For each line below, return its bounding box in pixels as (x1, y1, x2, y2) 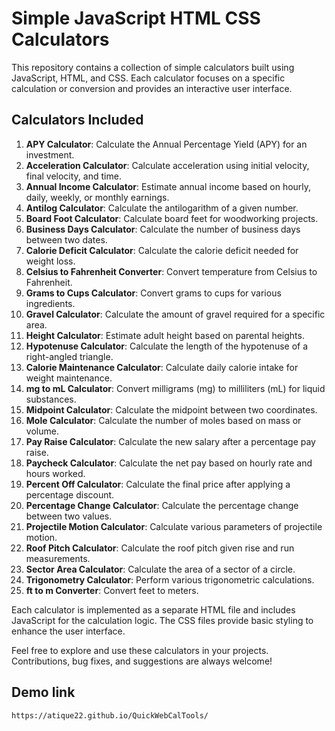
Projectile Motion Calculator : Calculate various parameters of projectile (25, 520, 323, 532)
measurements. (25, 552, 91, 564)
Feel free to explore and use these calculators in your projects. (11, 644, 269, 656)
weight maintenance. (25, 372, 113, 384)
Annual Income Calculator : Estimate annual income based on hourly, (25, 180, 312, 192)
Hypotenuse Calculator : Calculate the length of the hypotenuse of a (25, 340, 309, 352)
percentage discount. (25, 488, 115, 501)
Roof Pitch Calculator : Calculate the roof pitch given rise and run (25, 542, 295, 554)
